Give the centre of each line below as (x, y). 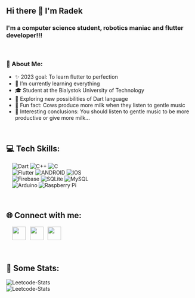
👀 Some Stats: (33, 268)
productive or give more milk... (52, 117)
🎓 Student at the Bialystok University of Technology (80, 90)
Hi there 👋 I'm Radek (44, 11)
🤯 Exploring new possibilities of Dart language (71, 98)
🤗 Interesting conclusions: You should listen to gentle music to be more (102, 111)
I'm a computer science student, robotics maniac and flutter (95, 28)
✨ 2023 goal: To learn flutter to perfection (66, 77)
